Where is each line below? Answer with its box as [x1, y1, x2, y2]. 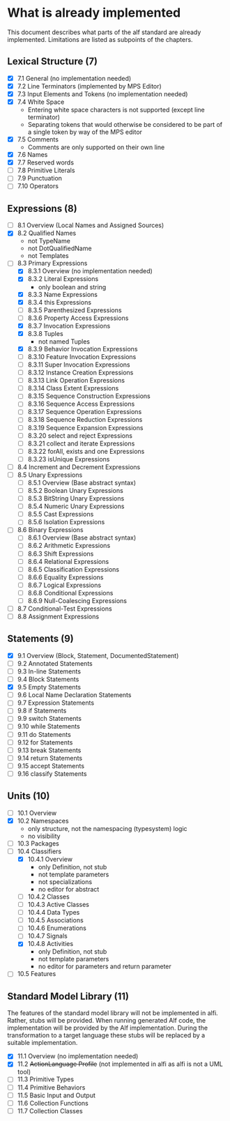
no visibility [27, 832, 61, 840]
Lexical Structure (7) [7, 56, 98, 68]
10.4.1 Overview [27, 855, 73, 863]
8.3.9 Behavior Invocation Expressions [27, 344, 138, 353]
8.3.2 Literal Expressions [27, 275, 99, 283]
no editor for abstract [38, 885, 100, 893]
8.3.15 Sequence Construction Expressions [27, 392, 151, 400]
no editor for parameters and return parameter [38, 962, 172, 970]
